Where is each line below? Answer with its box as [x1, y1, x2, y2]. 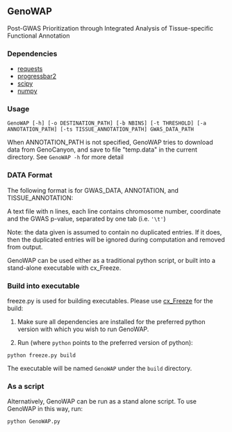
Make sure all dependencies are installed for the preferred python [17, 318, 206, 326]
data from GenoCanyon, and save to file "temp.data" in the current [7, 145, 198, 154]
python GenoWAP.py [7, 418, 60, 425]
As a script [7, 381, 44, 391]
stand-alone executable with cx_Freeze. [7, 264, 122, 272]
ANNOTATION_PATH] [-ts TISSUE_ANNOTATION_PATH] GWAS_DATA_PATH [7, 126, 194, 133]
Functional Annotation [7, 31, 70, 40]
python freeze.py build [7, 352, 76, 359]
